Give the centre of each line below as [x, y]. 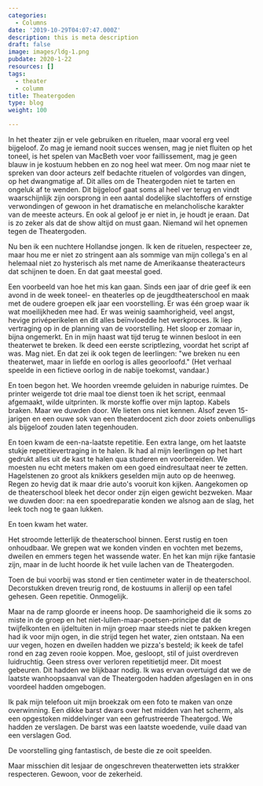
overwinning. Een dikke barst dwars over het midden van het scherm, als [126, 710]
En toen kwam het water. [48, 524]
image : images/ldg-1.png [49, 52]
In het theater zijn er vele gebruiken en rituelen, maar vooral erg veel [119, 139]
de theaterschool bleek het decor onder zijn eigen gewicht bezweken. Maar [130, 492]
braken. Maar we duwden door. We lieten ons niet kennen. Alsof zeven [122, 410]
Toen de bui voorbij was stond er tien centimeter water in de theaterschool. [130, 579]
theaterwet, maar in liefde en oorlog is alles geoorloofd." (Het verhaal [120, 362]
